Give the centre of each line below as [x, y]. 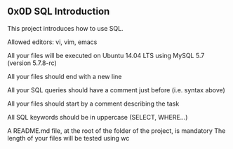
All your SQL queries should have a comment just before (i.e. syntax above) [116, 90]
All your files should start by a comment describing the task [93, 104]
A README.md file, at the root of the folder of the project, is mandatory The [116, 130]
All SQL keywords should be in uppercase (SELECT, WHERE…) [98, 117]
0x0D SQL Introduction [59, 12]
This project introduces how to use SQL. [66, 28]
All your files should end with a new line [65, 76]
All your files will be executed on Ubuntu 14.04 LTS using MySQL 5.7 [106, 55]
